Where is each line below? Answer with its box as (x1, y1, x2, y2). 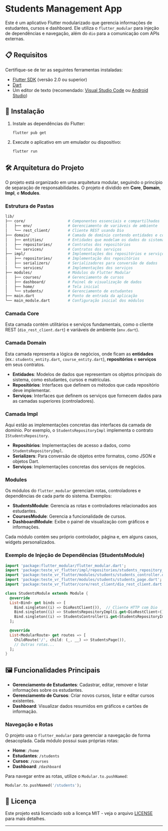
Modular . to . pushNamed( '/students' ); (5, 783, 81, 788)
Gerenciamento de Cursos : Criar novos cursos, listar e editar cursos (12, 692, 154, 699)
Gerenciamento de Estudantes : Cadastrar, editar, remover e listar (12, 682, 148, 688)
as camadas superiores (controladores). (12, 398, 95, 404)
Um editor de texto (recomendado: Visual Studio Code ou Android (12, 87, 148, 93)
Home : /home (12, 748, 39, 754)
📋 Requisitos (5, 51, 47, 59)
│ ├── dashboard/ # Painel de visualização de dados (5, 280, 142, 285)
